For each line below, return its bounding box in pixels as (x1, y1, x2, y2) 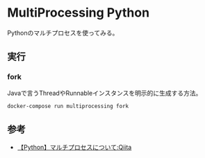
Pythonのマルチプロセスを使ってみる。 (7, 28, 119, 37)
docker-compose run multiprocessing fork (7, 103, 129, 109)
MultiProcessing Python (7, 5, 150, 21)
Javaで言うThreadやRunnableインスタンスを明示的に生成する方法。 (7, 89, 202, 97)
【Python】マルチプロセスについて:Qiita (17, 143, 132, 152)
